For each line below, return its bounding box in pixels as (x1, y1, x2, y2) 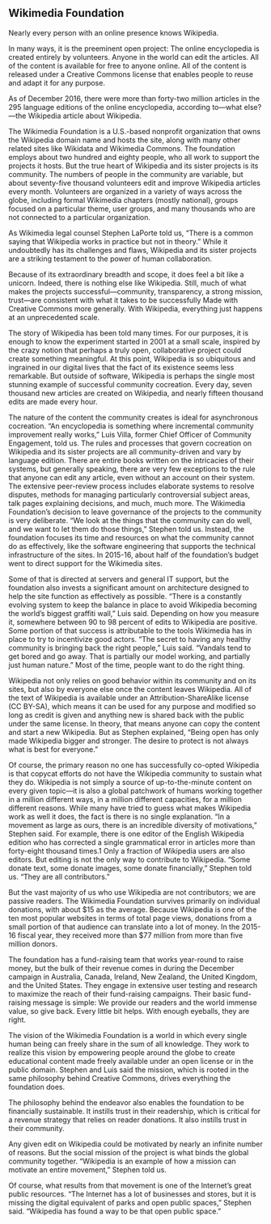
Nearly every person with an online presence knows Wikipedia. (8, 27, 219, 37)
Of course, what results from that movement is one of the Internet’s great (8, 1180, 252, 1190)
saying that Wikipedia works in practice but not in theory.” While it (8, 236, 228, 246)
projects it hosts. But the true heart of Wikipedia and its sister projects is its (8, 161, 259, 171)
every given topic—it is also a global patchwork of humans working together (8, 786, 263, 796)
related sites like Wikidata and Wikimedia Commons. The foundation (8, 143, 236, 153)
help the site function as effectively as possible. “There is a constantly (8, 591, 243, 601)
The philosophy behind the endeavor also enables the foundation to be (8, 1097, 244, 1107)
